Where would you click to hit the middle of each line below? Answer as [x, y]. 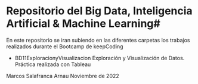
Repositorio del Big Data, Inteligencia [99, 11]
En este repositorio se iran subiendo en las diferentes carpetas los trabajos [98, 40]
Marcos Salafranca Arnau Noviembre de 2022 [63, 76]
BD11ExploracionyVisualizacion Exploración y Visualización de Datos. [100, 58]
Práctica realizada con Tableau [53, 64]
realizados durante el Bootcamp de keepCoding [65, 46]
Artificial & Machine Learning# [83, 24]
